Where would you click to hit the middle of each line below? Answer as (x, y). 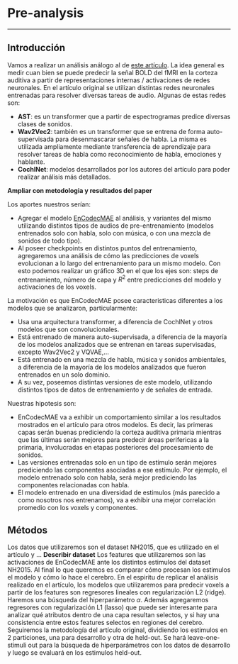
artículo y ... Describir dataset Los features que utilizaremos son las (107, 555)
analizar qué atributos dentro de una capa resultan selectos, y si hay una (113, 615)
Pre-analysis (46, 13)
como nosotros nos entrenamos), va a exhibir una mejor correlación (117, 500)
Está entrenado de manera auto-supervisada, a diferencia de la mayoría (122, 337)
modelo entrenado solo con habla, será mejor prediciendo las (107, 477)
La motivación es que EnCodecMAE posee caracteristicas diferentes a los (115, 301)
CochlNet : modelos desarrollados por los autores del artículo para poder (124, 169)
